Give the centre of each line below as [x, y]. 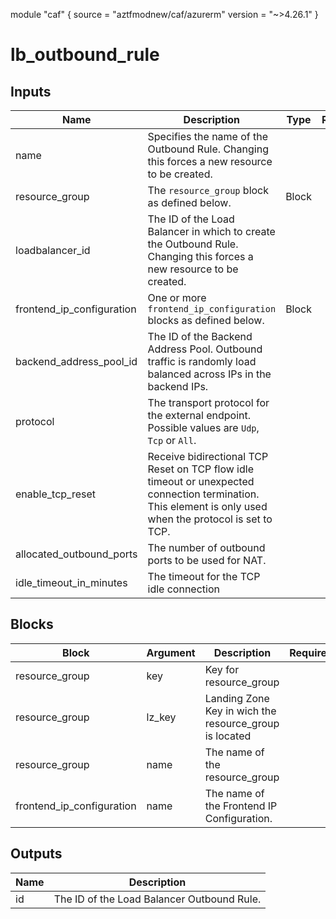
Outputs [36, 854]
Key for [222, 669]
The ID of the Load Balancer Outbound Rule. [157, 899]
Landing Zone [237, 698]
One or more [177, 297]
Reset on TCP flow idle [200, 469]
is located [228, 736]
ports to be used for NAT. [207, 560]
